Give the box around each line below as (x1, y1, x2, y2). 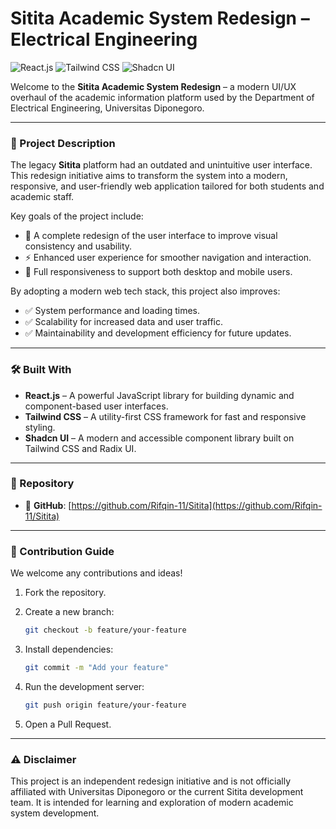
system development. (10, 807, 100, 819)
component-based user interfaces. (24, 400, 169, 412)
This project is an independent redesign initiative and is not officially (10, 775, 291, 787)
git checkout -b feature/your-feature (24, 625, 187, 636)
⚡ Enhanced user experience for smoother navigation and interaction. (24, 252, 312, 264)
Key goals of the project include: (10, 210, 144, 222)
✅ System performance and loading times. (24, 305, 201, 317)
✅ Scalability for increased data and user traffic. (24, 316, 224, 328)
